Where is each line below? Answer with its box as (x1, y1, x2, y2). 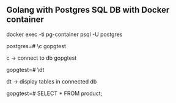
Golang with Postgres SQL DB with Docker (6, 5, 170, 15)
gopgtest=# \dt (6, 66, 45, 73)
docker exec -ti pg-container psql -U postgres (6, 30, 123, 38)
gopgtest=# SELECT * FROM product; (6, 90, 103, 97)
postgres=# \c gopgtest (6, 42, 66, 49)
